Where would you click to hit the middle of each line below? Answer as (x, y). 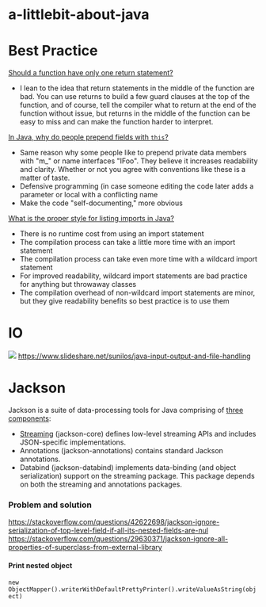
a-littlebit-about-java (79, 15)
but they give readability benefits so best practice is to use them (124, 301)
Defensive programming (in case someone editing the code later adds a (137, 186)
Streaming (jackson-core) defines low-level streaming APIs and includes (138, 434)
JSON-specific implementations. (73, 442)
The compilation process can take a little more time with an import (127, 242)
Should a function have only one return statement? (91, 73)
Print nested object (40, 565)
